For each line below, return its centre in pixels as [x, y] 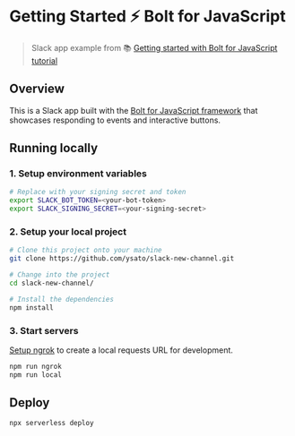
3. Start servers [44, 330]
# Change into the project [60, 275]
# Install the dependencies [62, 299]
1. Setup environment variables [78, 174]
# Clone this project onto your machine [86, 251]
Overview [37, 89]
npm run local [36, 375]
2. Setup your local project [68, 231]
